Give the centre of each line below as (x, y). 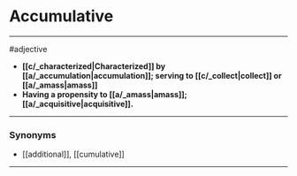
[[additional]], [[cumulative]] (73, 154)
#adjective (28, 49)
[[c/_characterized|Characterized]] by (94, 66)
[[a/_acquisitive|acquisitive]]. (78, 103)
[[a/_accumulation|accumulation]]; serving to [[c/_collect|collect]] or (152, 75)
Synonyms (33, 134)
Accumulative (61, 16)
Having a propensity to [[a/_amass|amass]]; (104, 94)
